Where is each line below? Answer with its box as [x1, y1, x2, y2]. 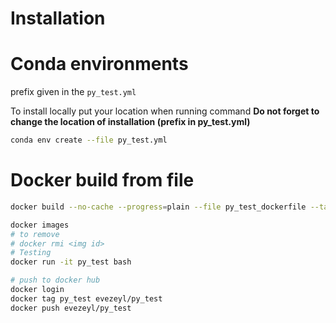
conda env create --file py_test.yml [10, 135, 168, 146]
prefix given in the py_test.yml [10, 86, 137, 98]
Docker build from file [10, 169, 195, 192]
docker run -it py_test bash [10, 257, 132, 267]
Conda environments [10, 53, 189, 76]
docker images [10, 220, 70, 230]
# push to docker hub [10, 275, 101, 286]
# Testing [10, 248, 52, 258]
